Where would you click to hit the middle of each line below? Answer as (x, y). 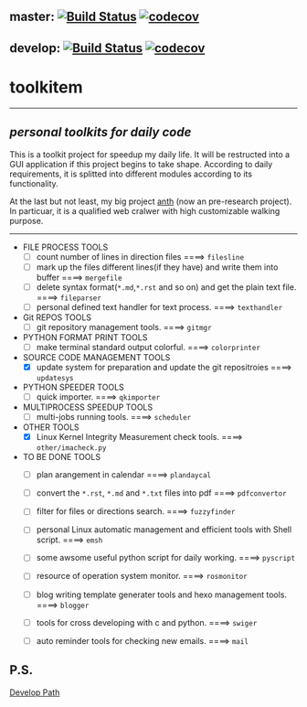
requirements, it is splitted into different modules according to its (131, 174)
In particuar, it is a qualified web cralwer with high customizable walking (145, 210)
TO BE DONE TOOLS (62, 457)
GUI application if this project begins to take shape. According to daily (141, 164)
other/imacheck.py (71, 448)
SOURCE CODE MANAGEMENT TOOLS (96, 357)
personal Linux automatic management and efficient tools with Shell (164, 530)
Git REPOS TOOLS (57, 317)
